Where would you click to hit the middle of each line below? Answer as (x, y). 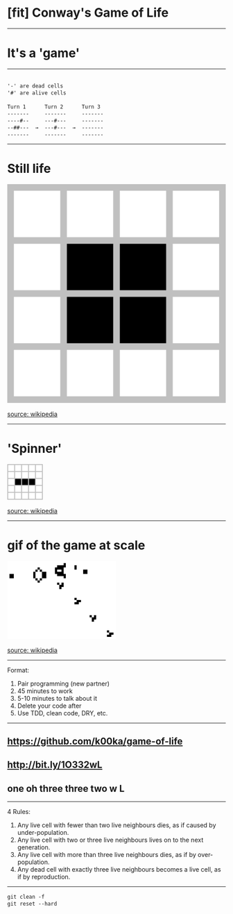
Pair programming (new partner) (63, 683)
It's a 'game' (44, 53)
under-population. (43, 833)
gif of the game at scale (76, 545)
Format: (18, 670)
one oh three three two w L (66, 789)
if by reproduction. (44, 877)
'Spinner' (35, 449)
